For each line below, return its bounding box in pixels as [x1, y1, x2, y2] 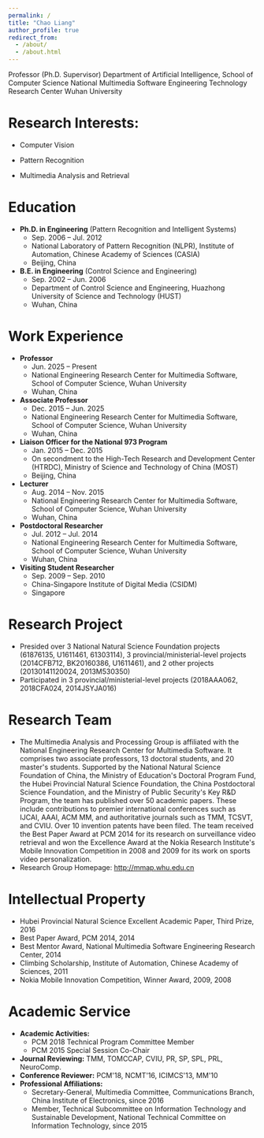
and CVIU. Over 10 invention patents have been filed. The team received [19, 820, 255, 830]
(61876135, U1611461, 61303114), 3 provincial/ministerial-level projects [19, 649, 247, 659]
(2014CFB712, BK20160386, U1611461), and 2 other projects [19, 658, 214, 668]
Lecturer [19, 478, 49, 489]
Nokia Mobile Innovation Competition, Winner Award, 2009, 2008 [19, 975, 232, 984]
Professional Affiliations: [19, 1079, 103, 1088]
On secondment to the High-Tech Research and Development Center [31, 454, 255, 463]
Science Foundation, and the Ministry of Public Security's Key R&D [19, 787, 236, 797]
